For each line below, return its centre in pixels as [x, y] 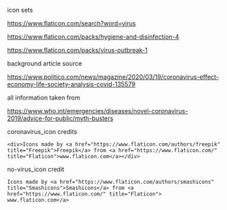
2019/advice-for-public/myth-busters [60, 118]
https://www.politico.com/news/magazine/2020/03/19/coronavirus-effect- [113, 77]
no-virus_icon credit [36, 169]
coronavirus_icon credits [42, 132]
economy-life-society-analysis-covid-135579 [71, 84]
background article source [45, 64]
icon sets [20, 10]
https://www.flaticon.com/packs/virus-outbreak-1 [78, 50]
